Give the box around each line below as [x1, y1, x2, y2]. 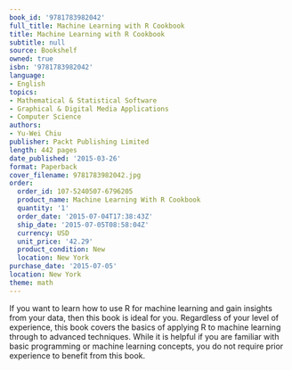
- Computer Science [9, 112, 82, 121]
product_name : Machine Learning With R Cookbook [17, 195, 201, 205]
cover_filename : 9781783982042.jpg [9, 170, 142, 179]
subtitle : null [9, 37, 66, 47]
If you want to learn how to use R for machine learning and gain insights [9, 302, 273, 313]
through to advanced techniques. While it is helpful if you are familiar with [9, 331, 280, 341]
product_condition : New [17, 245, 105, 254]
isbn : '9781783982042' [9, 63, 93, 72]
